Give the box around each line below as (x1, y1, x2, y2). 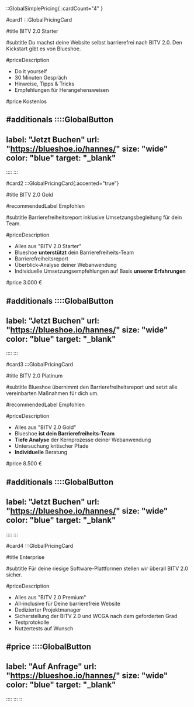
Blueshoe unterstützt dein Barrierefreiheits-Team (14, 249, 134, 256)
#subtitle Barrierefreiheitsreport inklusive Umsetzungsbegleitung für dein (6, 214, 182, 221)
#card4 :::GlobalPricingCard (6, 542, 74, 549)
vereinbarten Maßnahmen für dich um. (6, 390, 99, 397)
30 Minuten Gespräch (14, 74, 67, 81)
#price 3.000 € (6, 279, 43, 286)
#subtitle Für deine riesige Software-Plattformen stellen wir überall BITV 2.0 (6, 565, 189, 572)
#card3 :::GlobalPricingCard (6, 361, 74, 368)
